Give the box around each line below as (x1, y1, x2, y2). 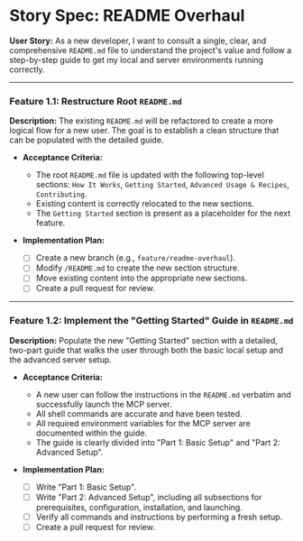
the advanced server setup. (9, 353, 113, 365)
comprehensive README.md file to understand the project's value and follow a (9, 44, 292, 55)
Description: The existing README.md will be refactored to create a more (9, 115, 273, 126)
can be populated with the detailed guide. (9, 134, 164, 145)
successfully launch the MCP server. (35, 399, 173, 409)
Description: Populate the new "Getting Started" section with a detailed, (9, 335, 278, 345)
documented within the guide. (35, 427, 147, 438)
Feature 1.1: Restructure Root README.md (9, 95, 182, 107)
